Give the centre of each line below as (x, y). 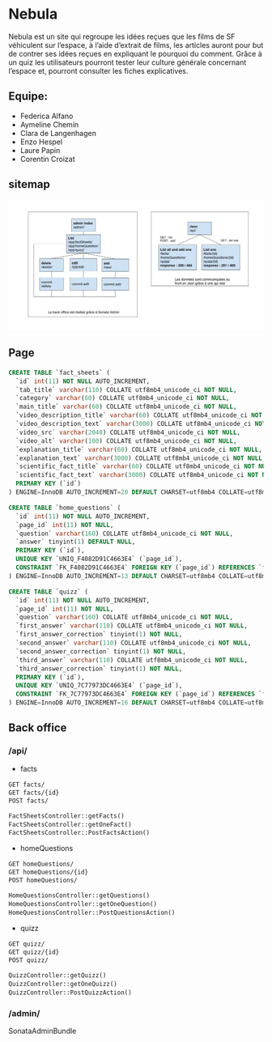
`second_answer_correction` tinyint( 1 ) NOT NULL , (101, 651)
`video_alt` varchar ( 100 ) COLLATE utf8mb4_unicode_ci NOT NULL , (126, 441)
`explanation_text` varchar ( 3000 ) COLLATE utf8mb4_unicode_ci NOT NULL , (141, 458)
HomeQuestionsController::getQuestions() (79, 895)
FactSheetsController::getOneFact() (70, 824)
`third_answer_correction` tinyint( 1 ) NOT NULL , (99, 669)
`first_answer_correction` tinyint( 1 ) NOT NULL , (99, 635)
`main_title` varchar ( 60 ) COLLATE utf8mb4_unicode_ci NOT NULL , (126, 407)
